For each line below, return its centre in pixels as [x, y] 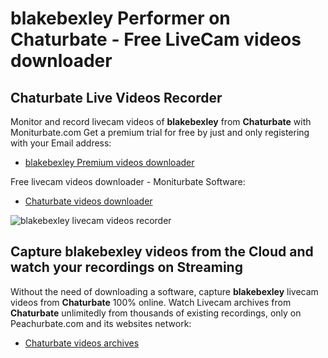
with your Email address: [61, 143]
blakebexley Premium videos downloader [109, 162]
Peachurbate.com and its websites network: [101, 323]
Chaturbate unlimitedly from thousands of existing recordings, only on [156, 313]
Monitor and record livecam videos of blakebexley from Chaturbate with [161, 121]
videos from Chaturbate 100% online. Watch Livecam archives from [151, 302]
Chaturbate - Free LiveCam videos [156, 39]
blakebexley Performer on [120, 18]
